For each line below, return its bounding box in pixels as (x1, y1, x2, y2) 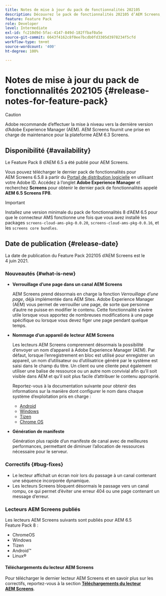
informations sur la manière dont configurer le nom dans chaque (12, 388, 144, 394)
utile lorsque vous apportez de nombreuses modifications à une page (12, 312, 154, 318)
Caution (5, 112, 21, 118)
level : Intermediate (5, 26, 48, 31)
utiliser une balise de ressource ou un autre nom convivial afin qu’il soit (12, 368, 157, 374)
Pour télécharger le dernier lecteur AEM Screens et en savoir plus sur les (5, 575, 154, 581)
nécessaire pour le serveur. (12, 449, 68, 455)
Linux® (12, 553, 27, 559)
